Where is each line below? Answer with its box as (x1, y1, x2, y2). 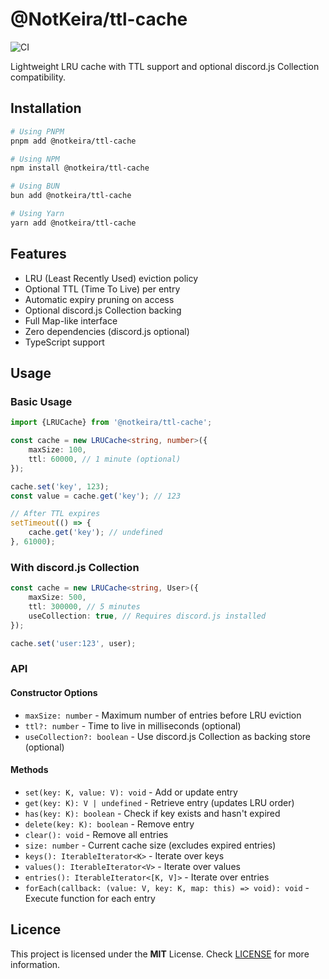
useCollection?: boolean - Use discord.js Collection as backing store (24, 730, 311, 742)
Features (10, 246, 67, 263)
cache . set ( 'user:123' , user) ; (10, 638, 137, 648)
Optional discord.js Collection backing (24, 304, 182, 316)
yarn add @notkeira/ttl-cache (10, 218, 137, 228)
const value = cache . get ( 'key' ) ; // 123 (10, 491, 182, 501)
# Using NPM (10, 154, 60, 164)
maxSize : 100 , (28, 445, 87, 455)
